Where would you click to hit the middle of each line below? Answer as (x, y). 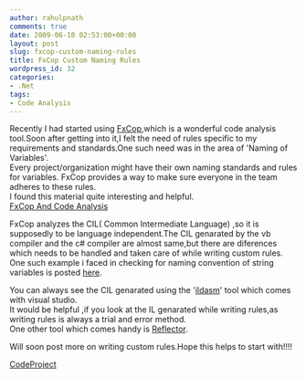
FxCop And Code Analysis (59, 206)
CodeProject (33, 364)
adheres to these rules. (53, 187)
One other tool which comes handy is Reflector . (99, 329)
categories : (32, 78)
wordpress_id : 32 (42, 69)
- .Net (22, 86)
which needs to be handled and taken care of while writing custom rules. (146, 253)
